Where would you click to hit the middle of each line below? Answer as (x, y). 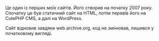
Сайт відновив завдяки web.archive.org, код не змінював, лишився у (80, 28)
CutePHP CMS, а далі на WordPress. (44, 18)
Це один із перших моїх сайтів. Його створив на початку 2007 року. (79, 8)
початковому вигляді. (29, 33)
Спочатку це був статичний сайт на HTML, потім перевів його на (76, 13)
